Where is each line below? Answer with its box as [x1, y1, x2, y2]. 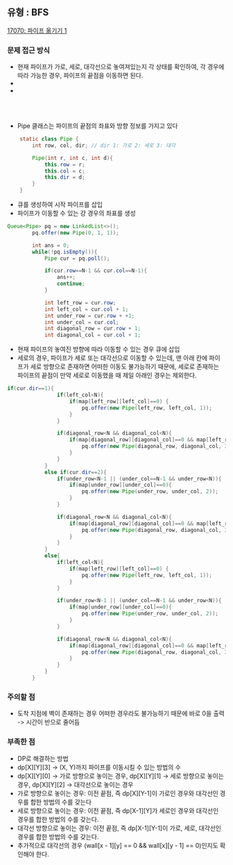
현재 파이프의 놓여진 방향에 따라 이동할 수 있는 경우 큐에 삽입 [17, 345, 180, 353]
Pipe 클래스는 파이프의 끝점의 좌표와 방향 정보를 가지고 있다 [17, 122, 178, 130]
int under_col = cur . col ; [44, 318, 119, 325]
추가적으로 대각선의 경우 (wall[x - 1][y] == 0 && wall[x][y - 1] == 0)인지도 [17, 841, 218, 850]
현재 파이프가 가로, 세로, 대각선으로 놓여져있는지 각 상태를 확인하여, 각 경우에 [17, 63, 225, 71]
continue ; [56, 280, 85, 287]
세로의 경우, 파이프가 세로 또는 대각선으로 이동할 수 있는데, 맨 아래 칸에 [17, 354, 208, 362]
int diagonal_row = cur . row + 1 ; [44, 325, 141, 332]
